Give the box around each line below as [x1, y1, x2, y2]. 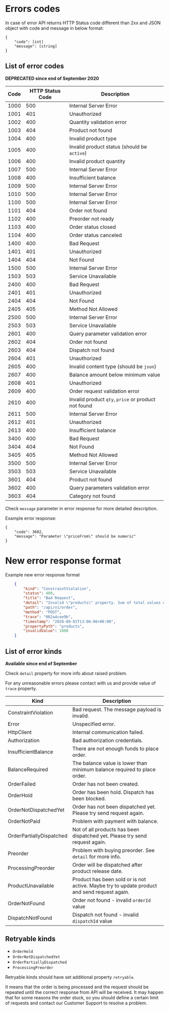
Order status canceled [69, 231, 122, 238]
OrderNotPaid [8, 818, 41, 825]
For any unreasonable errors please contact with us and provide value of [5, 680, 156, 686]
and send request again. [72, 889, 130, 895]
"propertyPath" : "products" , [23, 623, 84, 629]
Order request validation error [69, 388, 140, 395]
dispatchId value [72, 918, 113, 925]
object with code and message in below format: [5, 25, 104, 31]
